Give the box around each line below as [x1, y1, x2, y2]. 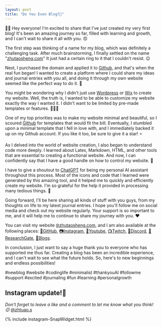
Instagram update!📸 [5, 288, 67, 297]
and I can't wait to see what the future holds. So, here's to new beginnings [5, 255, 154, 261]
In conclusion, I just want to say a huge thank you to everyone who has [5, 245, 147, 250]
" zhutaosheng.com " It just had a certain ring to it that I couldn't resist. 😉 [5, 55, 151, 61]
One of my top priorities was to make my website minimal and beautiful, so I [5, 115, 157, 121]
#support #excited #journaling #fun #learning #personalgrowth [5, 274, 132, 281]
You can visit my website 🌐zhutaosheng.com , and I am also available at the [5, 222, 156, 228]
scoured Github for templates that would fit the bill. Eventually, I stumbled [5, 120, 152, 126]
